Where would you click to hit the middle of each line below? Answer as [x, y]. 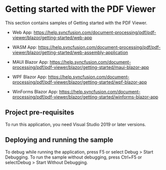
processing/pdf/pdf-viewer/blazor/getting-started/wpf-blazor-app [80, 82]
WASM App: [24, 47]
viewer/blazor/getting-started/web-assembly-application [70, 52]
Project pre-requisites [40, 112]
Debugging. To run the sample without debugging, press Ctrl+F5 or [74, 157]
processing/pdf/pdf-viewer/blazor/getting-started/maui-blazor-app [81, 67]
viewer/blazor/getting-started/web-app [52, 38]
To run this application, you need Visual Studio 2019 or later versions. [76, 124]
